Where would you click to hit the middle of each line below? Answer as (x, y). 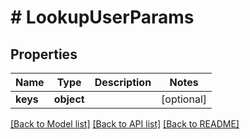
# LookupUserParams (102, 17)
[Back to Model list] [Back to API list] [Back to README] (125, 124)
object (69, 99)
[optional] (184, 99)
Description (123, 82)
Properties (44, 54)
